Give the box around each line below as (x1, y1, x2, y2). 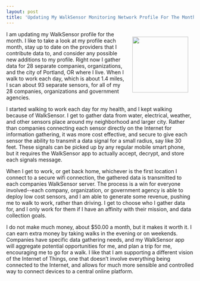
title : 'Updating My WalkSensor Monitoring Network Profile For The (6, 14, 180, 20)
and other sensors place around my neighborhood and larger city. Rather (6, 118, 185, 125)
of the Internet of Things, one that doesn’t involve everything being (6, 255, 171, 262)
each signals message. (6, 156, 62, 163)
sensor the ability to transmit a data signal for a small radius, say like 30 (6, 137, 182, 144)
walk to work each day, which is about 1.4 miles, (6, 75, 124, 82)
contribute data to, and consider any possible (6, 49, 118, 57)
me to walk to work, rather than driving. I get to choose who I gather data (6, 199, 186, 206)
